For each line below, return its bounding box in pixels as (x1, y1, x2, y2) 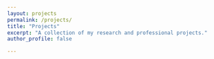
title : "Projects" (7, 23, 60, 29)
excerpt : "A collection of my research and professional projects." (7, 29, 208, 36)
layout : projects (7, 10, 57, 17)
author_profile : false (7, 36, 72, 43)
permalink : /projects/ (7, 16, 72, 23)
